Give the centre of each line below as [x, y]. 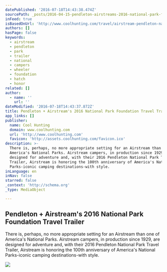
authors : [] [17, 28]
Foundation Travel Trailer [45, 222]
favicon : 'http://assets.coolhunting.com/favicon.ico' [68, 139]
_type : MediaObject [25, 190]
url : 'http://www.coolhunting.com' [46, 135]
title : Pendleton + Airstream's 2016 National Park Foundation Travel [80, 111]
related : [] [17, 88]
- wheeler [20, 70]
